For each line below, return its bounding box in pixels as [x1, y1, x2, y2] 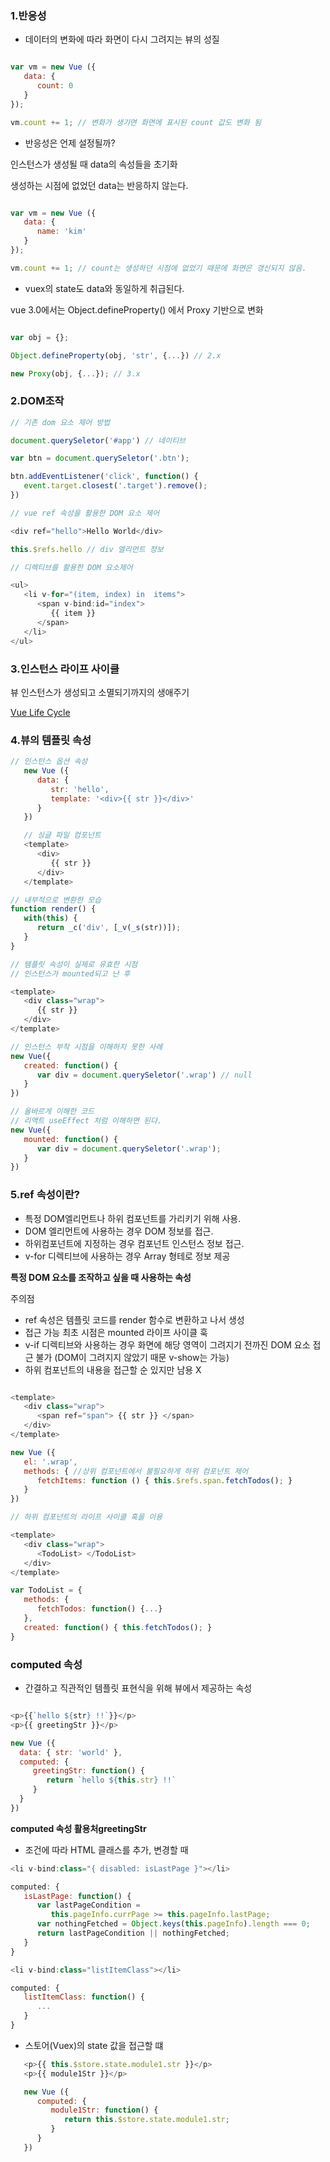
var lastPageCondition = [36, 1900, 141, 1911]
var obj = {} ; [10, 332, 70, 342]
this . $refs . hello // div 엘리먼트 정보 [10, 544, 164, 554]
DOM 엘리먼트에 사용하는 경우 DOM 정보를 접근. [24, 1225, 214, 1237]
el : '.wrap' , [23, 1457, 78, 1467]
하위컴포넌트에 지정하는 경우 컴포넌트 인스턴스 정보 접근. [24, 1237, 245, 1249]
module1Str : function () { [50, 2105, 159, 2116]
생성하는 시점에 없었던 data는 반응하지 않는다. [10, 179, 189, 191]
